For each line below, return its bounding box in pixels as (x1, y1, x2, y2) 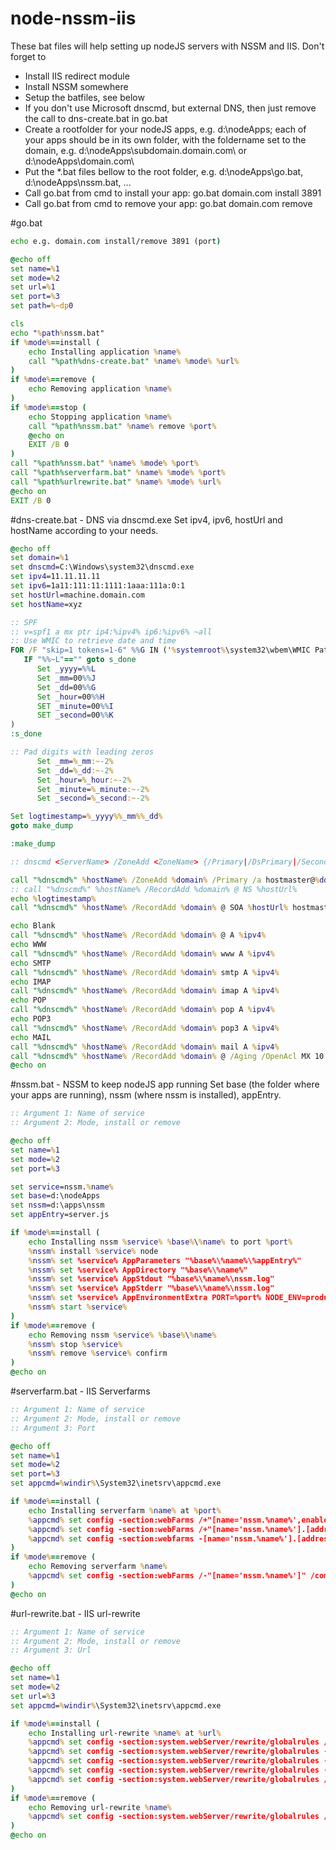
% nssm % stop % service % (28, 1339, 123, 1349)
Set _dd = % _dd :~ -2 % (36, 765, 114, 776)
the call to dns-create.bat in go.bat (24, 112, 168, 124)
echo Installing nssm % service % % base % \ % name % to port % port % (28, 1237, 293, 1247)
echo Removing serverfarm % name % (28, 1562, 168, 1572)
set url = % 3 (10, 1691, 56, 1701)
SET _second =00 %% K (36, 710, 114, 721)
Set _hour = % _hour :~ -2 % (36, 775, 132, 785)
